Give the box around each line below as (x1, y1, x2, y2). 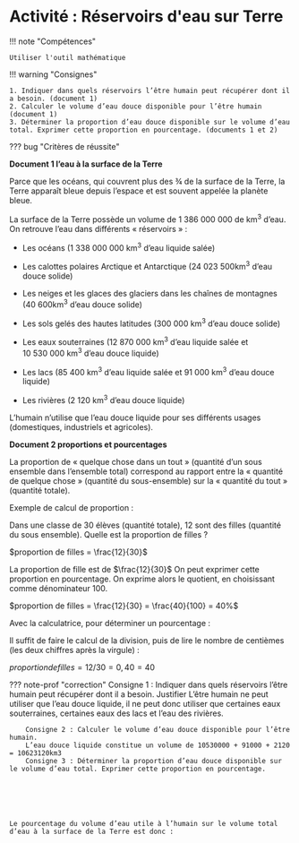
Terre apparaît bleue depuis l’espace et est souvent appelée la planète (9, 185, 269, 196)
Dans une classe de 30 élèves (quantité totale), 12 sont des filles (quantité (9, 520, 282, 530)
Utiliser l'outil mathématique (9, 53, 126, 62)
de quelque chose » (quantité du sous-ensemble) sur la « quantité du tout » (9, 475, 288, 486)
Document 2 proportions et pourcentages (9, 439, 167, 450)
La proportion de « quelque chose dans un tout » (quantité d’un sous (9, 456, 262, 467)
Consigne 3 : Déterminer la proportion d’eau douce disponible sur (25, 756, 282, 765)
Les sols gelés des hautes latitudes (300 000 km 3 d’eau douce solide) (21, 316, 281, 329)
